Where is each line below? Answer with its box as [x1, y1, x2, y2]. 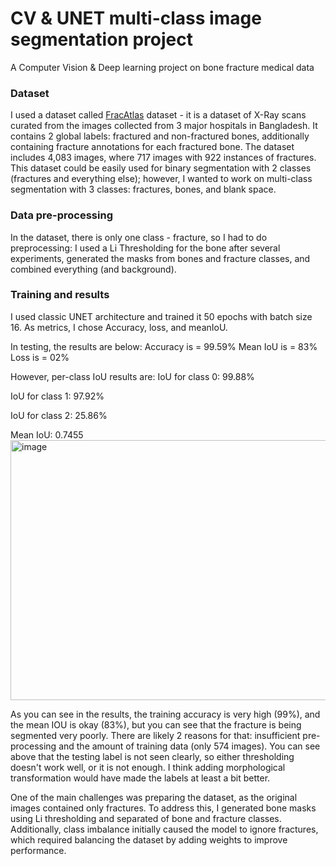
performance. [10, 844, 67, 856]
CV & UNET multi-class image [10, 7, 262, 30]
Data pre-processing [10, 208, 113, 222]
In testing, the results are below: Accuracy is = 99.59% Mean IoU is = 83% [10, 340, 318, 352]
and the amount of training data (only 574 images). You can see [58, 740, 321, 752]
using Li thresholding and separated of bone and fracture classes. [10, 812, 282, 824]
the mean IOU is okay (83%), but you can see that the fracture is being [10, 718, 302, 731]
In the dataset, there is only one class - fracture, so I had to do [10, 231, 268, 243]
